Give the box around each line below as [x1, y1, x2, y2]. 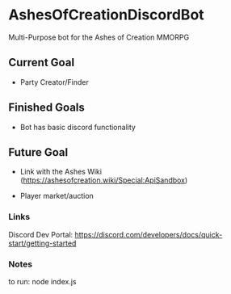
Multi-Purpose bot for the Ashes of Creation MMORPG [8, 32, 190, 42]
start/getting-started [8, 238, 77, 248]
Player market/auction [19, 191, 94, 201]
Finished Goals [8, 101, 85, 115]
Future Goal [8, 145, 69, 159]
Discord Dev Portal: [8, 229, 73, 239]
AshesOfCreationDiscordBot [8, 6, 204, 24]
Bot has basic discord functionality [19, 122, 136, 132]
